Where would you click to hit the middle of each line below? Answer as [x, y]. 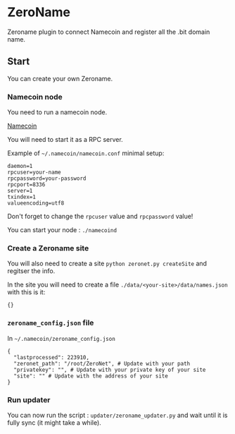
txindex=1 [22, 197]
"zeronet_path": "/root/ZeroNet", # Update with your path [102, 363]
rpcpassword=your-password [47, 179]
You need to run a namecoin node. [57, 112]
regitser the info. [31, 271]
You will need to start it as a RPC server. [65, 140]
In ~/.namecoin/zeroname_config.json [62, 338]
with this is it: [26, 292]
